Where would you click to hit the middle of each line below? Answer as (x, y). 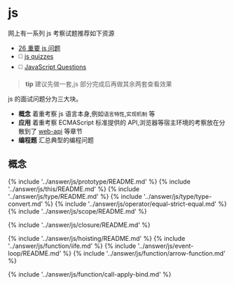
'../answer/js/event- (166, 246)
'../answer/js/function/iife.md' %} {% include (72, 246)
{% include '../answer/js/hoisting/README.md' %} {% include (97, 238)
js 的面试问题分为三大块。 (45, 99)
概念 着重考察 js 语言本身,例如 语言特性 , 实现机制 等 (87, 113)
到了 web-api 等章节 (53, 131)
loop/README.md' (35, 253)
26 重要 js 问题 (39, 48)
